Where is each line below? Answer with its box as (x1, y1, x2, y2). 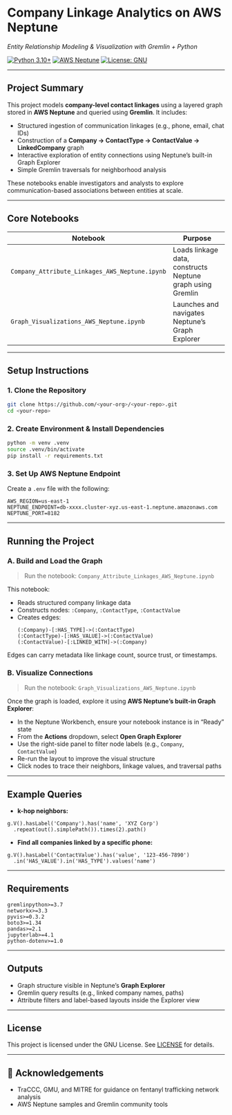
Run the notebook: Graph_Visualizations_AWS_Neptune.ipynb (23, 684, 196, 692)
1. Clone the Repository (7, 385, 86, 395)
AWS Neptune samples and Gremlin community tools (17, 1100, 168, 1109)
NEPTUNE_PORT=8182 (7, 510, 60, 517)
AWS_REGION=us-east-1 (7, 498, 70, 505)
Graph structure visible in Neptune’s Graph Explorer (17, 981, 166, 989)
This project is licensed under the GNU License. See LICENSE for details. (7, 1040, 215, 1049)
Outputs (7, 963, 43, 975)
